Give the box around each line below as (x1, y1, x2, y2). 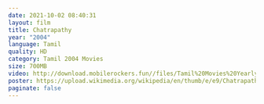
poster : (8, 77, 34, 84)
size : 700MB (8, 63, 47, 70)
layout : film (8, 19, 51, 27)
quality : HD (8, 48, 47, 56)
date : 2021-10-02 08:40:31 (8, 11, 97, 20)
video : (8, 70, 30, 77)
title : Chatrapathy (8, 26, 72, 34)
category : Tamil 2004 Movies (8, 56, 104, 63)
